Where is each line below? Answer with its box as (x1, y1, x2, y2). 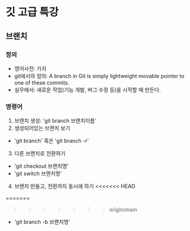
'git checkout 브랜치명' (14, 163, 69, 170)
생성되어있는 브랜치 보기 (14, 124, 71, 132)
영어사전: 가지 (14, 65, 47, 72)
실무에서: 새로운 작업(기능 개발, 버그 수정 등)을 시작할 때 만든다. (14, 86, 161, 93)
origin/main (109, 206, 138, 213)
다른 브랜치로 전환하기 (14, 150, 66, 157)
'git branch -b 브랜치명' (14, 218, 71, 226)
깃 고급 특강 (5, 5, 59, 19)
